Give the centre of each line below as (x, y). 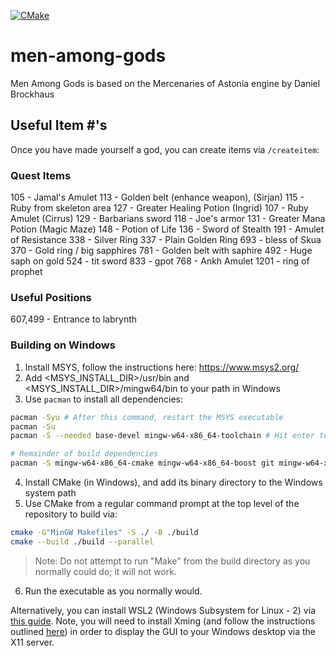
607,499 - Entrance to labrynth (74, 319)
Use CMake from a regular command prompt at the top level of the (162, 504)
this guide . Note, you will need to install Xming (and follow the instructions (163, 621)
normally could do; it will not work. (105, 571)
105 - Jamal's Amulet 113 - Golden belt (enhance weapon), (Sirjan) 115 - (157, 197)
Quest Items (41, 175)
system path (50, 493)
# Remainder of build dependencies (84, 454)
